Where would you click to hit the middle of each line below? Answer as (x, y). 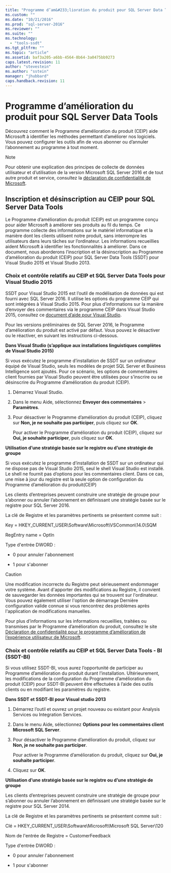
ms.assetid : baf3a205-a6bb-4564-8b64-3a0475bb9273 (60, 57)
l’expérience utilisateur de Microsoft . (44, 637)
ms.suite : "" (19, 34)
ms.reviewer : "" (22, 29)
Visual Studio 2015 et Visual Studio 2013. (48, 263)
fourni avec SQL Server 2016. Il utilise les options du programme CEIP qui (82, 299)
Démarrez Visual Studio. (38, 392)
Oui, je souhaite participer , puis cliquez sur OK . (63, 438)
